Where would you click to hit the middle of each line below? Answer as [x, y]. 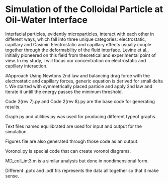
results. [13, 107]
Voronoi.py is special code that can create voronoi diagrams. [68, 151]
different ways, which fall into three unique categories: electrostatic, [76, 39]
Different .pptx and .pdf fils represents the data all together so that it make [82, 170]
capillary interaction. [26, 66]
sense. [12, 176]
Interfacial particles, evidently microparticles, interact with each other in [80, 34]
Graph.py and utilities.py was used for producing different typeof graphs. [81, 116]
